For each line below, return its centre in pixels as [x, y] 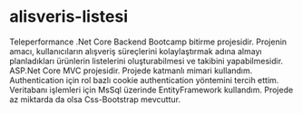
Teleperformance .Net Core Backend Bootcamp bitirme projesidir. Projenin [148, 42]
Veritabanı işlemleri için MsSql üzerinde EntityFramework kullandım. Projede [151, 90]
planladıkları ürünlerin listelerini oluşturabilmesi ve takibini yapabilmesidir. [146, 61]
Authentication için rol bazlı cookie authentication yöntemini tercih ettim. [144, 80]
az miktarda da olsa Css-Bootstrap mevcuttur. [95, 99]
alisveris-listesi [69, 17]
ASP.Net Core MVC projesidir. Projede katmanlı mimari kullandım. [131, 71]
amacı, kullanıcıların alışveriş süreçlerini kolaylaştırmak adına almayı [136, 51]
